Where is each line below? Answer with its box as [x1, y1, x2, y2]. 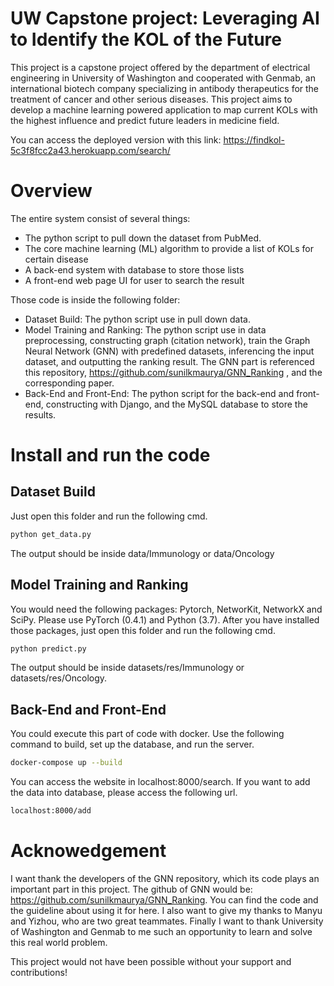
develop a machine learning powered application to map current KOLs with [10, 103, 318, 116]
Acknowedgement [10, 840, 167, 862]
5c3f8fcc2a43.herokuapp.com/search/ [10, 144, 171, 156]
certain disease [24, 253, 89, 265]
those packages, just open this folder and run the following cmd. [10, 624, 276, 636]
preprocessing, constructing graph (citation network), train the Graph [24, 334, 311, 346]
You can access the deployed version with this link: [10, 133, 222, 146]
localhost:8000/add [10, 806, 92, 816]
